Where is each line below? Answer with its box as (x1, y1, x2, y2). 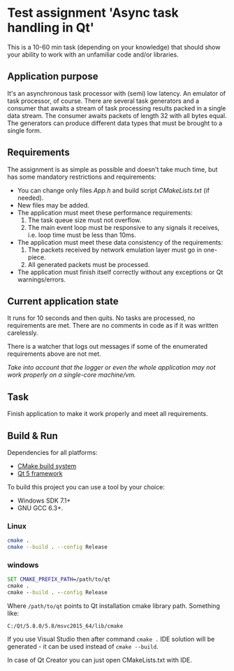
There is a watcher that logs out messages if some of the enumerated (7, 342, 208, 351)
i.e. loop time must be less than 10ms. (27, 231, 136, 239)
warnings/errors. (17, 275, 66, 284)
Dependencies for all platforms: (7, 449, 98, 456)
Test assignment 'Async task (7, 5, 180, 21)
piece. (27, 253, 46, 261)
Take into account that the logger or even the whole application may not (7, 363, 216, 372)
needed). (17, 194, 44, 202)
